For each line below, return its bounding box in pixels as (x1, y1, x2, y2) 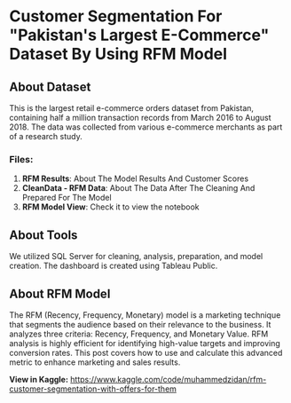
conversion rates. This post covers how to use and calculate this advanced (9, 347, 283, 358)
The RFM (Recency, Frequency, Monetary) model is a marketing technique (9, 309, 281, 320)
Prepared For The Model (21, 193, 113, 203)
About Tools (9, 227, 78, 242)
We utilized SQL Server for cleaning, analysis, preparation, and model (9, 251, 263, 262)
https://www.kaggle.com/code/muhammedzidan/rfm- (70, 374, 267, 384)
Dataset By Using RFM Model (9, 44, 228, 64)
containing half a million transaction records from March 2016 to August (9, 113, 272, 122)
